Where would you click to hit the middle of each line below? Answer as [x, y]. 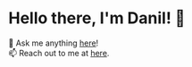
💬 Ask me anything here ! [54, 43]
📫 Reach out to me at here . [59, 53]
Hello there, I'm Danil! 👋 [97, 18]
